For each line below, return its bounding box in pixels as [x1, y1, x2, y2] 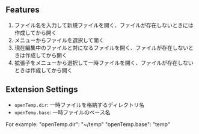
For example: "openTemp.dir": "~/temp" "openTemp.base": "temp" [5, 120, 171, 128]
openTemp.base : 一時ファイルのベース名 [14, 108, 111, 116]
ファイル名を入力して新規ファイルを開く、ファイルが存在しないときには [14, 21, 194, 29]
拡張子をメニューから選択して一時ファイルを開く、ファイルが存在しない [14, 59, 194, 66]
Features [5, 5, 40, 15]
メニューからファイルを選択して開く [14, 36, 105, 44]
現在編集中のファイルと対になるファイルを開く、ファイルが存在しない [14, 44, 189, 51]
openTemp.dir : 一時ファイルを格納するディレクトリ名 [14, 101, 145, 108]
